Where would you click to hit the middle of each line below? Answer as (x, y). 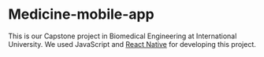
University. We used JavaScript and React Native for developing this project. (132, 44)
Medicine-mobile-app (82, 14)
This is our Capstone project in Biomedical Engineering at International (123, 36)
